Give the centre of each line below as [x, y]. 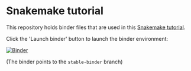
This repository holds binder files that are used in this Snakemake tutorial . [96, 27]
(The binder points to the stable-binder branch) [64, 62]
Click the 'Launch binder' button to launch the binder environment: [87, 38]
